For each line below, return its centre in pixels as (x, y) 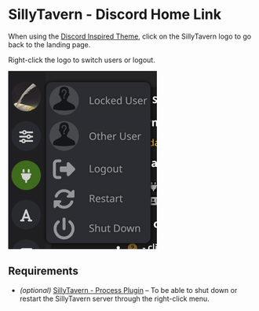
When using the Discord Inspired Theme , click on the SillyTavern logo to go (130, 36)
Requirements (43, 271)
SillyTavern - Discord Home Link (115, 15)
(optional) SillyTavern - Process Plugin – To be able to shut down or (128, 290)
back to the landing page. (49, 44)
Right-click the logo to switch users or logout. (82, 60)
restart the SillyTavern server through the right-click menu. (114, 298)
